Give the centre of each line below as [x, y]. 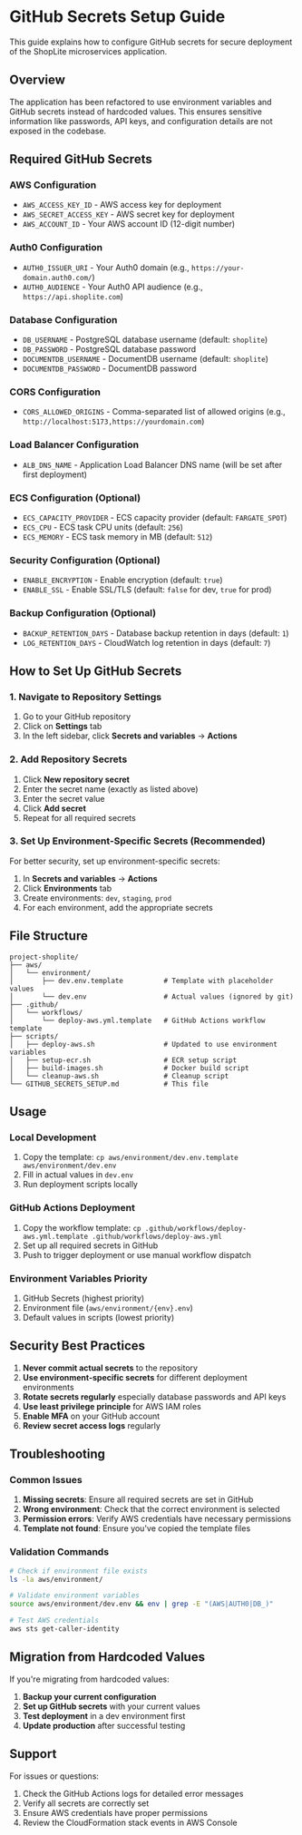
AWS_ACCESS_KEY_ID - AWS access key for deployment [122, 205]
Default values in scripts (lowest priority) [98, 1317]
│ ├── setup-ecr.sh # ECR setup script [123, 1060]
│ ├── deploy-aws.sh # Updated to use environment [144, 1044]
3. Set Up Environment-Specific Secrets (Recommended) [137, 841]
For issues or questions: [54, 1776]
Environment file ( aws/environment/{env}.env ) [107, 1307]
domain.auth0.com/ [57, 278]
